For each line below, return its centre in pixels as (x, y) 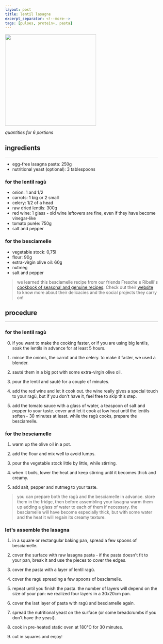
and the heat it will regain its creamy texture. (61, 517)
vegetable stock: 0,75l (34, 252)
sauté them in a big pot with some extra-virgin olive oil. (67, 372)
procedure (21, 313)
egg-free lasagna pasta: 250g (42, 164)
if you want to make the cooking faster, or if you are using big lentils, (81, 343)
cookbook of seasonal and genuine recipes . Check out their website (85, 287)
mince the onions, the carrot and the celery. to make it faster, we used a (84, 357)
